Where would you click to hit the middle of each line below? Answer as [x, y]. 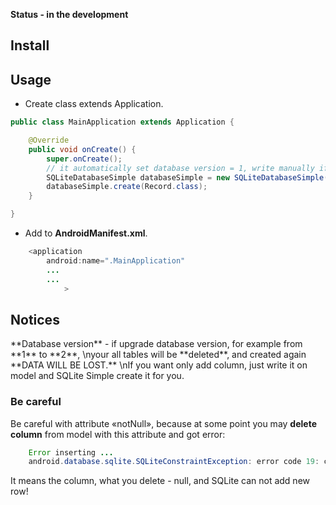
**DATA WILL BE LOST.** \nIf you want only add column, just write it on [159, 365]
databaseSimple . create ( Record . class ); [127, 187]
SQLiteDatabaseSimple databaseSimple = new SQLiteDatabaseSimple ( [187, 177]
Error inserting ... [71, 452]
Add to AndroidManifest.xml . [86, 233]
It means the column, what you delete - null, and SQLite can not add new [160, 481]
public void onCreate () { [82, 149]
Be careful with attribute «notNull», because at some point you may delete [163, 423]
